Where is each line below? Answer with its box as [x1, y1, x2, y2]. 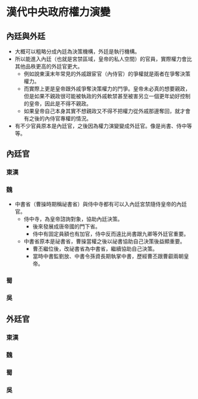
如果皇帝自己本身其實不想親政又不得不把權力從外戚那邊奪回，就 [23, 108, 180, 114]
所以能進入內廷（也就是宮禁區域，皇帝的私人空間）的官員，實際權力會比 [14, 55, 192, 63]
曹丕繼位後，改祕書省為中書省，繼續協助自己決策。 [32, 245, 158, 252]
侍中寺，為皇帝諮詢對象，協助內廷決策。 [23, 215, 123, 222]
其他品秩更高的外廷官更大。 [14, 63, 83, 70]
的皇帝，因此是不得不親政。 [23, 100, 92, 107]
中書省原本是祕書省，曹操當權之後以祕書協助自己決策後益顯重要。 [23, 238, 186, 245]
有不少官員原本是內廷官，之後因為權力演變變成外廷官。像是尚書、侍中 [14, 123, 187, 129]
